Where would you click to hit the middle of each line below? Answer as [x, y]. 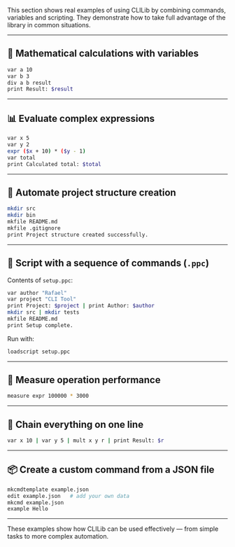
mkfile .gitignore [34, 228]
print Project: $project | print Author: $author [81, 306]
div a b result [29, 83]
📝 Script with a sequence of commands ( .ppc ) [108, 263]
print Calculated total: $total [54, 164]
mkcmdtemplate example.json [48, 490]
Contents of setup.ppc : [40, 280]
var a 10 [20, 69]
